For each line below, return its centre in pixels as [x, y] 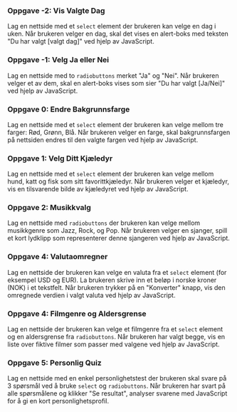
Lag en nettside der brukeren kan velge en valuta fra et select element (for [117, 272]
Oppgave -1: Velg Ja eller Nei [58, 60]
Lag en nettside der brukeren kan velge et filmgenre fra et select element [115, 329]
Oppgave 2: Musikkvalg [49, 208]
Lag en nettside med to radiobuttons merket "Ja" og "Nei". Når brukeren [113, 75]
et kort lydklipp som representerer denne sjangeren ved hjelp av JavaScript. [118, 238]
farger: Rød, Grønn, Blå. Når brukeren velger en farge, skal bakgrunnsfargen [119, 132]
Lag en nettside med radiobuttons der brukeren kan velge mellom [104, 223]
